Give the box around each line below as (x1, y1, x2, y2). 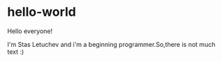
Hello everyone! (7, 27, 53, 35)
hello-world (7, 4, 77, 20)
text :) (7, 48, 24, 56)
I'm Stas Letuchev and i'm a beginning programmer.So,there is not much (7, 40, 216, 48)
